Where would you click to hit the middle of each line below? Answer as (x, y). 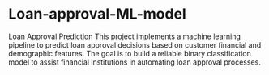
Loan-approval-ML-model (97, 14)
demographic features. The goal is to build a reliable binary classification (130, 53)
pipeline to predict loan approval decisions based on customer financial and (135, 44)
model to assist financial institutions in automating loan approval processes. (134, 62)
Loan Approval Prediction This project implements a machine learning (125, 36)
